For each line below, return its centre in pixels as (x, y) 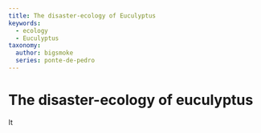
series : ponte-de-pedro (55, 61)
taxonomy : (25, 46)
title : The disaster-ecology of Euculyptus (82, 16)
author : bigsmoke (45, 53)
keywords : (25, 23)
